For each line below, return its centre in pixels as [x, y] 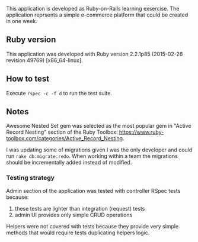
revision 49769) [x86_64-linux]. [44, 60]
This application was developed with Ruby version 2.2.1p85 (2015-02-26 [95, 54]
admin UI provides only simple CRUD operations [74, 215]
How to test [28, 79]
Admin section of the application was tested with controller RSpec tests [93, 191]
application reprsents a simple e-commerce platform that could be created [97, 15]
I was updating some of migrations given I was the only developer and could [99, 150]
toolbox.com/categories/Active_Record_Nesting [65, 138]
